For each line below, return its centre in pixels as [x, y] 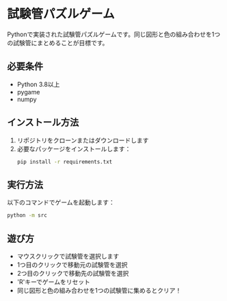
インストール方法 [43, 123]
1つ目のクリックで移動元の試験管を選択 [72, 265]
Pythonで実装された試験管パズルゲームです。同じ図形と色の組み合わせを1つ [114, 34]
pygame [28, 92]
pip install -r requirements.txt [65, 161]
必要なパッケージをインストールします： [74, 148]
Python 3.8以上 [38, 84]
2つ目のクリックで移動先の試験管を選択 [73, 273]
